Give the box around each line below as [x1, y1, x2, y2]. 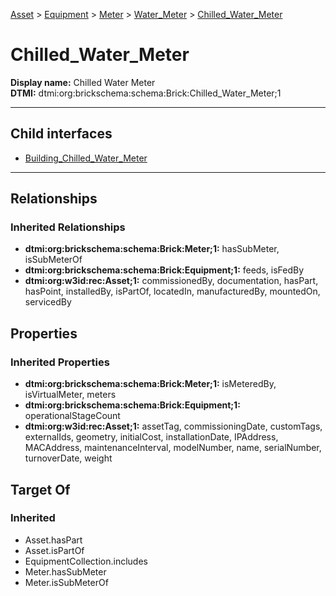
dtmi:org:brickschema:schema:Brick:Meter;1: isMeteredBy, [24, 378, 277, 390]
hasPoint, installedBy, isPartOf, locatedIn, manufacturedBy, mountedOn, [24, 285, 321, 298]
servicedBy [24, 296, 72, 308]
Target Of [10, 481, 71, 498]
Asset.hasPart [24, 534, 83, 546]
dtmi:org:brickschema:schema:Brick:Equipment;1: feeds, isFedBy [24, 264, 305, 276]
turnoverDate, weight [24, 452, 113, 464]
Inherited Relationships [10, 220, 126, 234]
